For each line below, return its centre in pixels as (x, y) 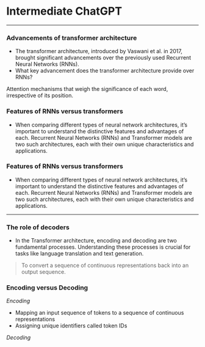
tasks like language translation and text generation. (79, 254)
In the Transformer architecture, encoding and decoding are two (96, 241)
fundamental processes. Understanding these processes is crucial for (103, 247)
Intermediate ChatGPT (64, 11)
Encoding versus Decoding (47, 288)
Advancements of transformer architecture (72, 38)
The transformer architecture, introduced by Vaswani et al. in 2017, (99, 51)
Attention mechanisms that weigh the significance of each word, (87, 89)
